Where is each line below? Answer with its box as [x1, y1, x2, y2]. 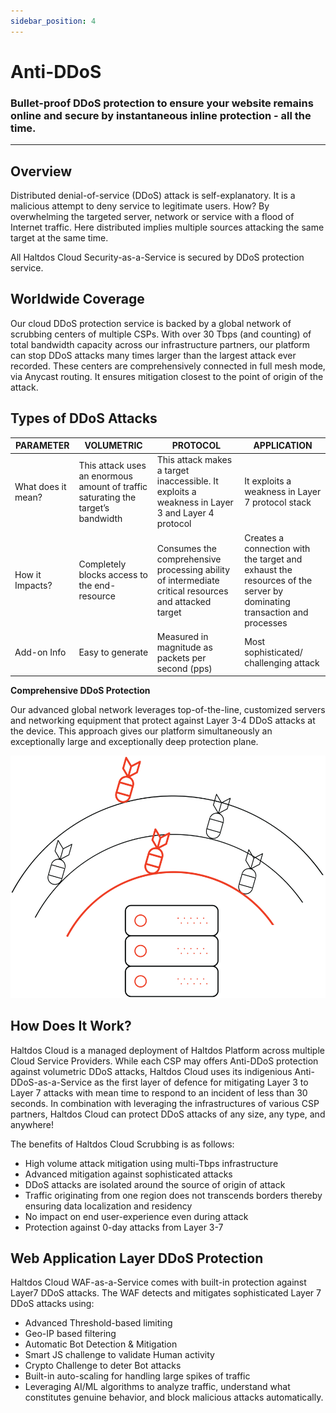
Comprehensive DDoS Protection [10, 685, 151, 697]
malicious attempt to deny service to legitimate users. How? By [10, 200, 270, 212]
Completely [78, 558, 127, 570]
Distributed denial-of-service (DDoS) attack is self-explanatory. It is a [10, 189, 296, 201]
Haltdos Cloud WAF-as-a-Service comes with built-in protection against [10, 1276, 307, 1289]
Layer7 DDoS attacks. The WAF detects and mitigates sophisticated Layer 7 [10, 1287, 322, 1299]
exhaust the [244, 563, 293, 575]
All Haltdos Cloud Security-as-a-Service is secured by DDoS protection [10, 251, 305, 263]
